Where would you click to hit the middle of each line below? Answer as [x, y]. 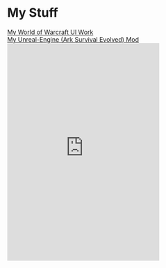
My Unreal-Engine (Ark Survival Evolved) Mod [73, 39]
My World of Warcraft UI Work [50, 32]
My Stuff [33, 13]
